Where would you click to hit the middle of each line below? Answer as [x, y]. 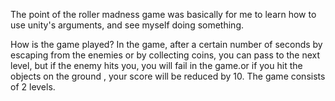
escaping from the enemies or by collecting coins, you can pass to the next [165, 55]
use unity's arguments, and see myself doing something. [127, 25]
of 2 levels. [33, 87]
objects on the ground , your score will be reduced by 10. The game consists [168, 76]
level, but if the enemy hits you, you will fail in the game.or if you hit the [156, 65]
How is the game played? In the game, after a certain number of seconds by [166, 44]
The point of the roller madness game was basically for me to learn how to [163, 14]
